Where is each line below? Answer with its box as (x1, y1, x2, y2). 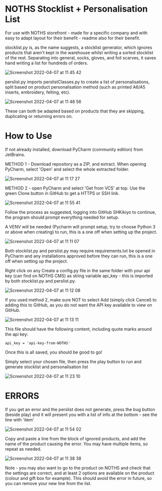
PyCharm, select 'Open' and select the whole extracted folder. (5, 166, 130, 172)
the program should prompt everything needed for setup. (5, 214, 119, 220)
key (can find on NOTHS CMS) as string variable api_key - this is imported (5, 273, 153, 279)
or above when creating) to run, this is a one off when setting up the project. (5, 229, 158, 235)
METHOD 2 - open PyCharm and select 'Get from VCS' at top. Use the (5, 185, 146, 191)
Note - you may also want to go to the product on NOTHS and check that (5, 465, 151, 471)
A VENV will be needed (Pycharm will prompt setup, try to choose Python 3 (5, 224, 156, 229)
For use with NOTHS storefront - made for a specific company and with (5, 30, 148, 36)
